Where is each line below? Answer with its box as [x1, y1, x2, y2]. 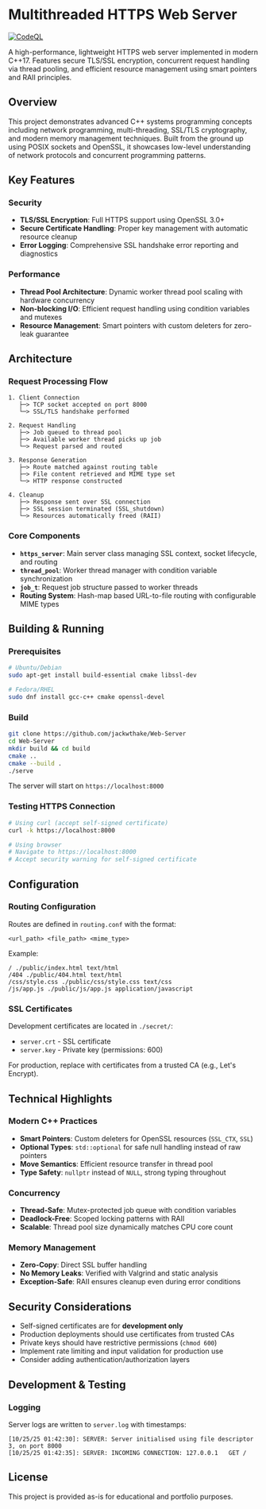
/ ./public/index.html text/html [8, 963, 119, 972]
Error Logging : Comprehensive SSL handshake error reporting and [19, 241, 239, 250]
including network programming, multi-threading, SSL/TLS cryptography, [8, 125, 248, 134]
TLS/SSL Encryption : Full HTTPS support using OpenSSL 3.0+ [19, 215, 225, 225]
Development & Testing [8, 1378, 126, 1391]
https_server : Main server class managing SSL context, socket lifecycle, [19, 548, 257, 558]
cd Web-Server [8, 737, 56, 746]
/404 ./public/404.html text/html [8, 971, 123, 978]
